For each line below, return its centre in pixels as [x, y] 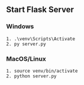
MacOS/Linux [26, 58]
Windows [20, 27]
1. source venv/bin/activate [42, 71]
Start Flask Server [40, 10]
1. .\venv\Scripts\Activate [41, 39]
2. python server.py [32, 76]
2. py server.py [26, 44]
